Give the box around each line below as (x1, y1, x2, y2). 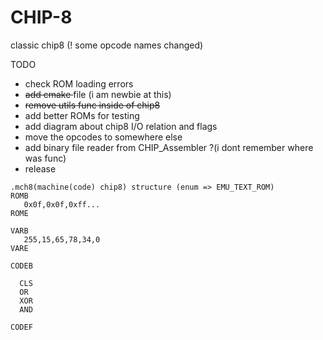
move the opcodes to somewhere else (24, 131, 183, 143)
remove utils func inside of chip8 (24, 99, 161, 111)
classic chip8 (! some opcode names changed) (10, 39, 204, 51)
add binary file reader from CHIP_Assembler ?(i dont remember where (24, 141, 314, 153)
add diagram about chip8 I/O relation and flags (24, 120, 218, 132)
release (24, 162, 57, 175)
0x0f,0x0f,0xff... (23, 199, 101, 210)
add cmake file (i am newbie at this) (24, 88, 172, 100)
